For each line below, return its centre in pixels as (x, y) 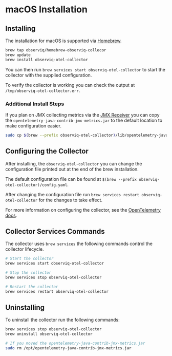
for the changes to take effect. (71, 200)
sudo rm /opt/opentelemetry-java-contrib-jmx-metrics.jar (68, 348)
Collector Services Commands (55, 231)
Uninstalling (25, 307)
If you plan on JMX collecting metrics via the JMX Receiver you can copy (82, 115)
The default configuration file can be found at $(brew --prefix (71, 179)
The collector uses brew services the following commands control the (79, 244)
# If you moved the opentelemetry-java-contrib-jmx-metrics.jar (75, 343)
